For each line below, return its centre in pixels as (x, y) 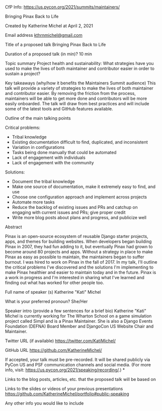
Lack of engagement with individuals (49, 158)
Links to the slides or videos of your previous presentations (64, 389)
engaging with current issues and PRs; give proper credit (69, 212)
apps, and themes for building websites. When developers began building (78, 241)
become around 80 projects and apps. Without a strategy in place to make (79, 252)
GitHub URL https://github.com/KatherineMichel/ (54, 350)
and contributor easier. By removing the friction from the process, (70, 93)
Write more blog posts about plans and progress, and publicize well (79, 217)
